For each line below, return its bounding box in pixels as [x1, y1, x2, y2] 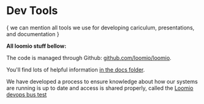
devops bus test [6, 91, 47, 98]
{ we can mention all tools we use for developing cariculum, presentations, [6, 24, 195, 31]
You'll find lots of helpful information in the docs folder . [6, 65, 145, 73]
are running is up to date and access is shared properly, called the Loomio [6, 84, 194, 92]
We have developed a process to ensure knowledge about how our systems [6, 78, 198, 85]
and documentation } [6, 30, 59, 37]
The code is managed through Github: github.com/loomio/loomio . [6, 54, 172, 61]
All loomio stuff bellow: [6, 42, 67, 50]
